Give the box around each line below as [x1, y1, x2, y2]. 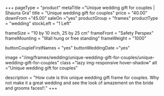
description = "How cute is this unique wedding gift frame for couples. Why [5, 75, 160, 80]
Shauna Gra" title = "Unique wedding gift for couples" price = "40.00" [5, 10, 148, 16]
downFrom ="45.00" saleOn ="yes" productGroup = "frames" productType [5, 15, 158, 21]
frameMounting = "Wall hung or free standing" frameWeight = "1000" [5, 35, 147, 41]
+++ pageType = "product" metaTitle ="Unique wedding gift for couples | [5, 5, 155, 10]
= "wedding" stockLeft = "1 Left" [5, 20, 72, 26]
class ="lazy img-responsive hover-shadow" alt [60, 60, 158, 65]
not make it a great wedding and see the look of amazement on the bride [5, 80, 154, 86]
